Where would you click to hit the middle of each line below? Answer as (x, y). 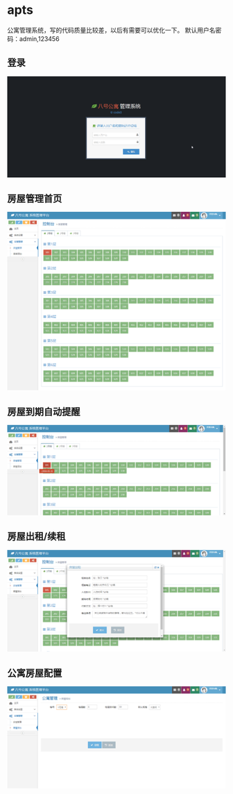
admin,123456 (40, 39)
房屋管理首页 (35, 198)
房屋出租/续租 (36, 537)
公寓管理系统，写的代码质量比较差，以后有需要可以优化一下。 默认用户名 (111, 30)
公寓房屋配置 (35, 673)
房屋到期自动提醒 (44, 412)
